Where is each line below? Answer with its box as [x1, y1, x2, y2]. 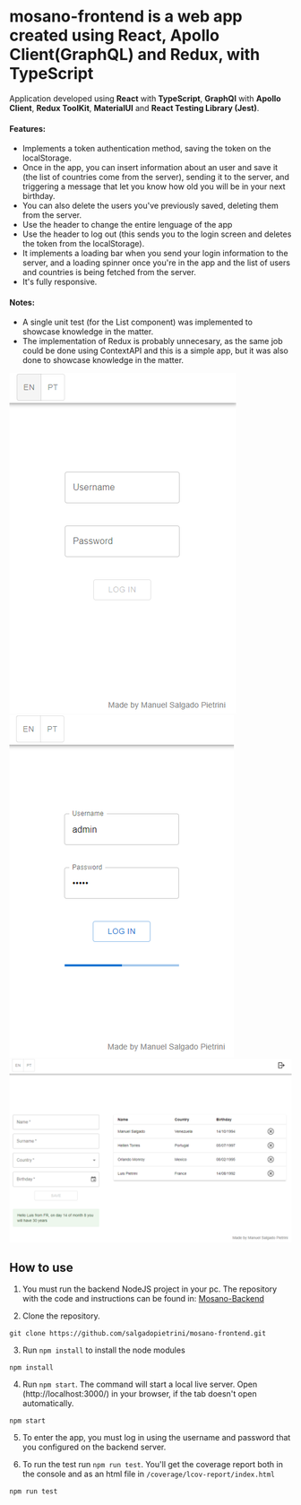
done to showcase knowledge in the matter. [21, 355, 185, 366]
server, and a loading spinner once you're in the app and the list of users [21, 257, 291, 268]
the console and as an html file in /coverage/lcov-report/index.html [21, 1468, 275, 1479]
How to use [9, 1259, 73, 1275]
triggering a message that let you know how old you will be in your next [21, 181, 286, 192]
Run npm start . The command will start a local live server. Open [21, 1379, 258, 1389]
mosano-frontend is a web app [9, 6, 243, 27]
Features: [9, 123, 47, 134]
